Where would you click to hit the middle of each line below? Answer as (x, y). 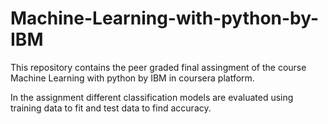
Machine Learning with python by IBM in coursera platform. (132, 78)
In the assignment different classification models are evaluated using (152, 97)
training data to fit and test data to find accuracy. (111, 108)
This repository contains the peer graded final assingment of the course (158, 67)
